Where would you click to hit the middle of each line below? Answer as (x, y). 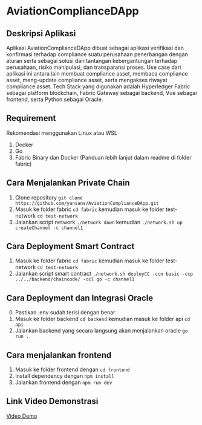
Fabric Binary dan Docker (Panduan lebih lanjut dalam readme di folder (103, 157)
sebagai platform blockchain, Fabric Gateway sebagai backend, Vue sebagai (102, 93)
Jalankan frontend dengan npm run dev (64, 383)
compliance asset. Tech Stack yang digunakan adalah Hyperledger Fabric (98, 86)
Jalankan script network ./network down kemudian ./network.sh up (99, 222)
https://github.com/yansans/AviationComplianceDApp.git (87, 203)
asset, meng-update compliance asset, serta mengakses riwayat (87, 80)
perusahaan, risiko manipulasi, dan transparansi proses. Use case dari (94, 67)
